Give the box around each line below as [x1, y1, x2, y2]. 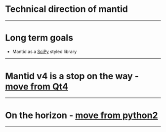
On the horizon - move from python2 [5, 110, 158, 121]
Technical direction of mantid [5, 3, 128, 15]
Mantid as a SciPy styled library [12, 48, 77, 54]
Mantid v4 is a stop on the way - [5, 71, 139, 82]
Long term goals [5, 32, 73, 44]
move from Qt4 [5, 81, 68, 92]
